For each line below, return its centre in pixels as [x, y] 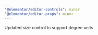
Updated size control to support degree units [49, 27]
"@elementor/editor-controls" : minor [42, 9]
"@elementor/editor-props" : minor [39, 14]
